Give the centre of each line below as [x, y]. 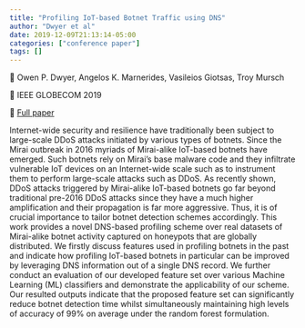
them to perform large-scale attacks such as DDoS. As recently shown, [143, 179]
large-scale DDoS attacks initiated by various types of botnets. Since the [146, 140]
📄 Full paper [32, 113]
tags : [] [26, 52]
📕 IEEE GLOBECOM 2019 [56, 95]
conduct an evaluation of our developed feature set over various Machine [147, 275]
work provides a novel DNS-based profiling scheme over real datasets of [146, 227]
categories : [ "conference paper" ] [75, 43]
